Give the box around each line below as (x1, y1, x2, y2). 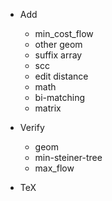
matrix (34, 102, 62, 114)
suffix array (34, 49, 83, 61)
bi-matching (34, 92, 86, 103)
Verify (19, 122, 45, 133)
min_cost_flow (34, 28, 94, 39)
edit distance (34, 70, 89, 82)
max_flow (34, 162, 75, 174)
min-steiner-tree (34, 152, 103, 163)
